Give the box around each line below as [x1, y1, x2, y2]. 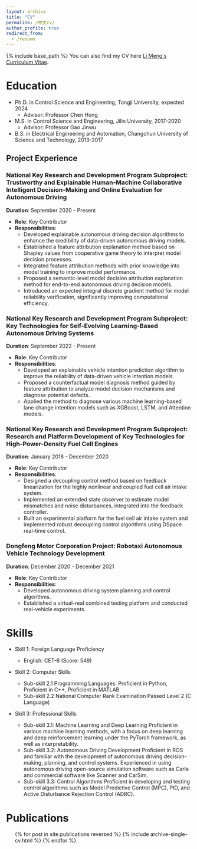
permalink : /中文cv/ [6, 19, 55, 25]
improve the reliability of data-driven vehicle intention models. [23, 372, 175, 379]
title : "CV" [6, 14, 35, 20]
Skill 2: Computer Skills [14, 668, 71, 676]
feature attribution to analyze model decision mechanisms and [23, 385, 175, 392]
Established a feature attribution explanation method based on [23, 243, 175, 250]
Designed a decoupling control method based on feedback [23, 477, 167, 484]
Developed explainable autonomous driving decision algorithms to [23, 231, 185, 238]
